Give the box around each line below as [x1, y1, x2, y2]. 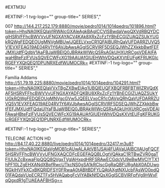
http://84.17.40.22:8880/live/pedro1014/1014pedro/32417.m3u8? [5, 141, 134, 147]
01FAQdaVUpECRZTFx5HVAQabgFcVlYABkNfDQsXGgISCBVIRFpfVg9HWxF [5, 172, 158, 178]
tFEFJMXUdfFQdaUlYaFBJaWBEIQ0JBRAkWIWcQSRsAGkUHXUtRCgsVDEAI [5, 106, 160, 112]
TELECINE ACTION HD [5, 135, 51, 141]
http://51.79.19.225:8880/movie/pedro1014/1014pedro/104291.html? [5, 80, 141, 86]
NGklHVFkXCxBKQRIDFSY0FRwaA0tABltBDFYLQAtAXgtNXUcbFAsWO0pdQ [5, 167, 160, 173]
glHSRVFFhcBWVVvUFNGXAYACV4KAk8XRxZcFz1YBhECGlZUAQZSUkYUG [5, 34, 159, 39]
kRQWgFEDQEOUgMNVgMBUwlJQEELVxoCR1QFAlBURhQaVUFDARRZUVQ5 [5, 39, 160, 45]
